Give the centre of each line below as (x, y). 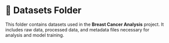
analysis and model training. (35, 35)
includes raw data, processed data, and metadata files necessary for (77, 29)
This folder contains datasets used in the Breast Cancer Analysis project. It (84, 24)
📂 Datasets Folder (43, 10)
